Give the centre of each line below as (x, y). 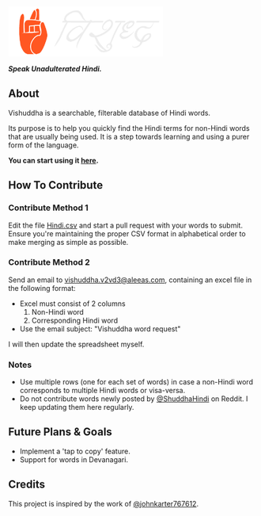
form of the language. (43, 145)
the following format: (42, 288)
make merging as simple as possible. (68, 242)
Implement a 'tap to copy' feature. (75, 451)
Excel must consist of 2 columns (72, 304)
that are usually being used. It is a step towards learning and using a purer (129, 136)
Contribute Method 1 (48, 208)
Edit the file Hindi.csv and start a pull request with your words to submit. (126, 225)
